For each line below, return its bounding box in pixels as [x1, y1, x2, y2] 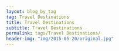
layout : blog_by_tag [6, 8, 57, 15]
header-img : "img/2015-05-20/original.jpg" [6, 36, 114, 42]
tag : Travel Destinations [6, 14, 69, 20]
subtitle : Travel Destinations [6, 25, 83, 31]
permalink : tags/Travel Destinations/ [6, 30, 101, 36]
